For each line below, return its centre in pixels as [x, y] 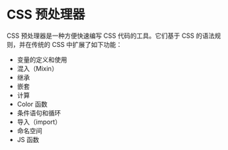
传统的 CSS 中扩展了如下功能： [77, 44]
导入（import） [39, 122]
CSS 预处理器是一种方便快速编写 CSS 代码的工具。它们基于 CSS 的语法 [111, 36]
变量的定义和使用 [42, 59]
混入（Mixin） [37, 68]
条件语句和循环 [39, 113]
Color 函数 [32, 104]
